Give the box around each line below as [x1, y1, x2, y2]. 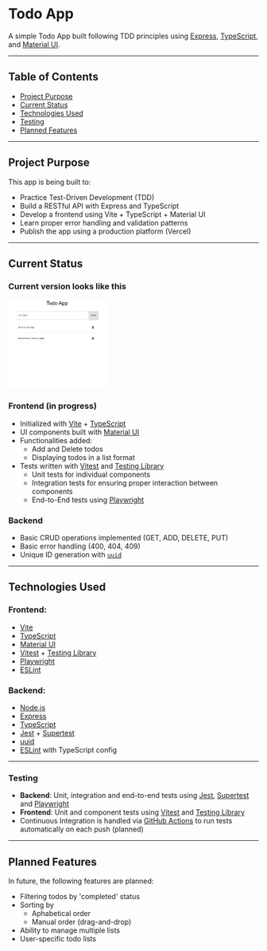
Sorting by [19, 900, 54, 910]
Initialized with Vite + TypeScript [19, 419, 126, 428]
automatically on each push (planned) [19, 824, 145, 834]
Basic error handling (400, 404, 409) [19, 541, 141, 551]
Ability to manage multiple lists [19, 925, 121, 935]
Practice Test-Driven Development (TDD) [19, 192, 155, 202]
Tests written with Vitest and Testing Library [19, 461, 164, 470]
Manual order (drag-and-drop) [31, 918, 132, 927]
